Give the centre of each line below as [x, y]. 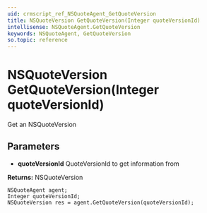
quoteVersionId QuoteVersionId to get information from [98, 164]
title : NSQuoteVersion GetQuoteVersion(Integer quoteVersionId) [104, 20]
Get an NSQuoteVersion [42, 125]
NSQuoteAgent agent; [38, 190]
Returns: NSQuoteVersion [45, 177]
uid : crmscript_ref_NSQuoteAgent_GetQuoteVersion [82, 14]
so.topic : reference [38, 40]
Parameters [34, 146]
